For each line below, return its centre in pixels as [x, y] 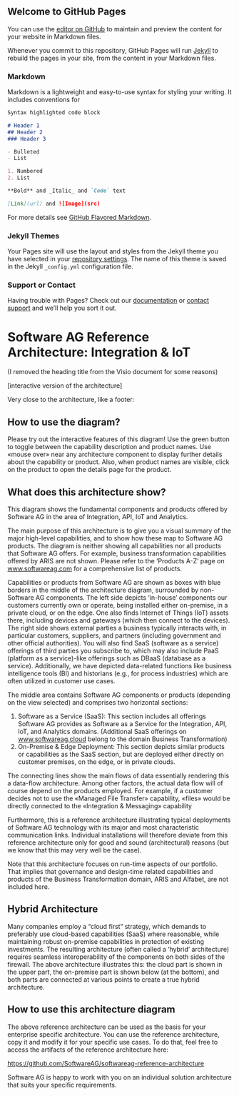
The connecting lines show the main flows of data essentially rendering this [118, 776]
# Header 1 [24, 125]
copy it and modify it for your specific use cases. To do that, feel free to [113, 1042]
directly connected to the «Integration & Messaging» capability [100, 806]
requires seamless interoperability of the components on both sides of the [116, 957]
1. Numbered [25, 171]
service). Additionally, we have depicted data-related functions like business [119, 666]
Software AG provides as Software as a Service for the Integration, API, [122, 724]
